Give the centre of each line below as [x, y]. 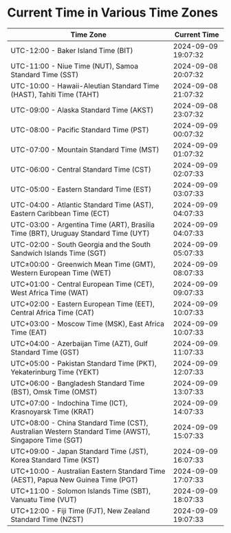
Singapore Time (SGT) [47, 440]
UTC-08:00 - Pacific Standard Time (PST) [80, 130]
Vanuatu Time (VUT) [44, 499]
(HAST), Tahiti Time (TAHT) [55, 94]
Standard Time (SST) [45, 74]
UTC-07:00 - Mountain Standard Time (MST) [85, 150]
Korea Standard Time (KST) [55, 460]
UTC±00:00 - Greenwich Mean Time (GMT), [83, 264]
